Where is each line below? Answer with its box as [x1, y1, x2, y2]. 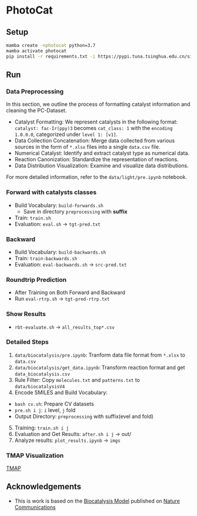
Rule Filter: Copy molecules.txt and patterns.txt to [14, 376, 140, 383]
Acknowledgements [6, 482, 81, 492]
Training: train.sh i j [14, 424, 69, 431]
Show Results [6, 310, 46, 318]
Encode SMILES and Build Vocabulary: [14, 389, 108, 396]
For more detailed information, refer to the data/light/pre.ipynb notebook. [6, 174, 188, 181]
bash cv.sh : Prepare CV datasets [14, 400, 94, 407]
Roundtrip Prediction [6, 275, 67, 284]
